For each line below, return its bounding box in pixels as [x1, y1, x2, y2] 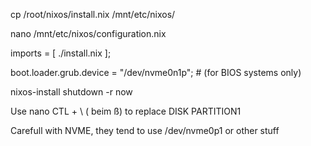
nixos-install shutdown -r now [10, 86, 133, 98]
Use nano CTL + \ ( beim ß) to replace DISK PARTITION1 [10, 105, 242, 117]
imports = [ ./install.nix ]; [10, 47, 112, 59]
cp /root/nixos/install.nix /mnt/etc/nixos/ [10, 9, 176, 20]
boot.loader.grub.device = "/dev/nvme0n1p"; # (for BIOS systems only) [10, 67, 302, 78]
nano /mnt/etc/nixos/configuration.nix [10, 28, 167, 39]
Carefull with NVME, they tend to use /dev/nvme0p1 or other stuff [10, 125, 280, 136]
